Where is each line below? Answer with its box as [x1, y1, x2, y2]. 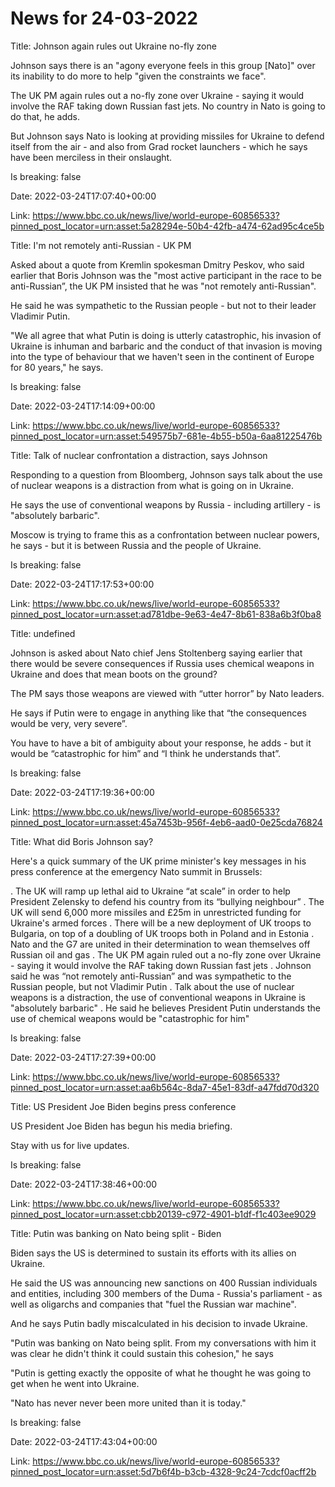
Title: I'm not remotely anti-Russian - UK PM [10, 239, 192, 251]
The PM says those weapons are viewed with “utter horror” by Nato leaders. [10, 687, 325, 699]
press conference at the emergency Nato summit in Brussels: [10, 865, 263, 877]
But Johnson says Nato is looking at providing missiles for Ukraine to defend [10, 130, 325, 142]
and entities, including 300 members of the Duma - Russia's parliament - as [10, 1287, 323, 1299]
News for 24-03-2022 [10, 7, 198, 30]
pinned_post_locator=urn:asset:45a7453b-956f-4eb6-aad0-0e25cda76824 [10, 816, 323, 828]
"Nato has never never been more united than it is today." [10, 1397, 247, 1409]
